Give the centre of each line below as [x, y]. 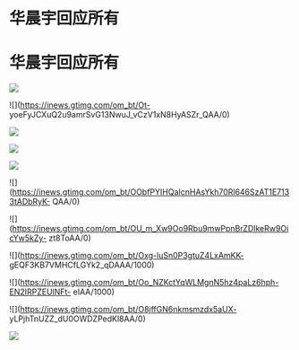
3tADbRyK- [30, 202]
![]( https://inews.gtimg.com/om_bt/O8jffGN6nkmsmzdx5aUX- [123, 310]
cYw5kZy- [28, 238]
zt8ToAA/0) [70, 238]
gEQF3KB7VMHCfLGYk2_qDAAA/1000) [82, 265]
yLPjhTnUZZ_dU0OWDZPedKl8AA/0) [77, 319]
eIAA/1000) [94, 292]
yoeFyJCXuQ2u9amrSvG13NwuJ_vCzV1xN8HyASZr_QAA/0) [120, 115]
